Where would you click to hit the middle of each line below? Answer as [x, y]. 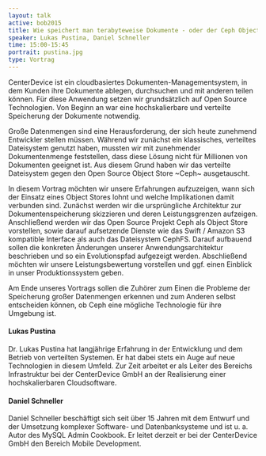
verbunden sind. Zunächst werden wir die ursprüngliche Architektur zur [125, 205]
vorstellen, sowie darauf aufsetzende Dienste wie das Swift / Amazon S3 [127, 230]
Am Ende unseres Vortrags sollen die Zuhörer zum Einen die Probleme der [129, 288]
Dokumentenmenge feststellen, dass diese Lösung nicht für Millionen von [128, 156]
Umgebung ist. [32, 313]
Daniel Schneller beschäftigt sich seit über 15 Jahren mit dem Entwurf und [129, 418]
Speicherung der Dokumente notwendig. [74, 116]
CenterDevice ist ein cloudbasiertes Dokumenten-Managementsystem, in [128, 82]
